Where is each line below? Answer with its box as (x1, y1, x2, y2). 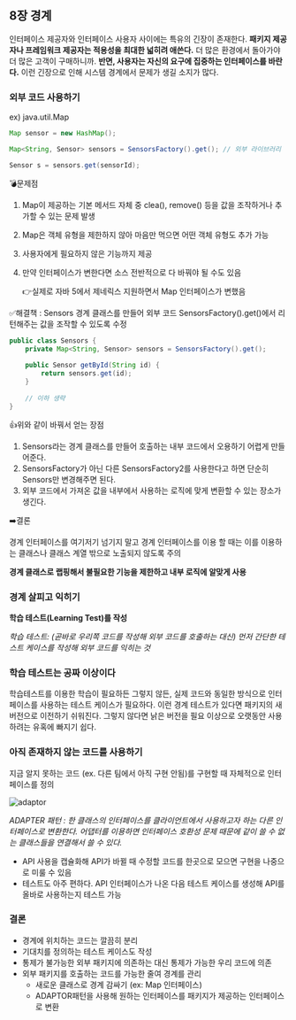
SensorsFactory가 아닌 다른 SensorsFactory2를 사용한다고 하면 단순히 (21, 463, 269, 474)
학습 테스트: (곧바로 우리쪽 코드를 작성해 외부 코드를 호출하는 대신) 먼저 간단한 (9, 631, 277, 642)
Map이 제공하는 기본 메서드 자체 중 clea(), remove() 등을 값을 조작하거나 (21, 199, 273, 210)
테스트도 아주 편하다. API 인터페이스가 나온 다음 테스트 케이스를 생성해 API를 (21, 877, 285, 888)
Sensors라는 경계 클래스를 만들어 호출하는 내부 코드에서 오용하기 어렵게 (21, 441, 269, 452)
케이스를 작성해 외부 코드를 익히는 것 (25, 642, 151, 653)
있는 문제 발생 (48, 211, 95, 221)
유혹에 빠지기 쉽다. (32, 722, 97, 732)
